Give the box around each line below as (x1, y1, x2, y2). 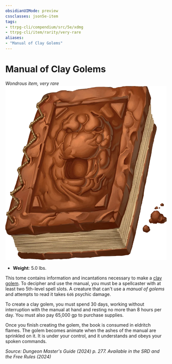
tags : (5, 19, 17, 24)
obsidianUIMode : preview (5, 8, 58, 13)
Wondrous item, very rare (5, 80, 59, 87)
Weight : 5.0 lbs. (12, 265, 47, 271)
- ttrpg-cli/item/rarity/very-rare (5, 30, 81, 35)
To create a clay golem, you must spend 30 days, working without (5, 301, 144, 307)
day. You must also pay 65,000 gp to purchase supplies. (5, 312, 124, 318)
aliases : (5, 35, 24, 40)
